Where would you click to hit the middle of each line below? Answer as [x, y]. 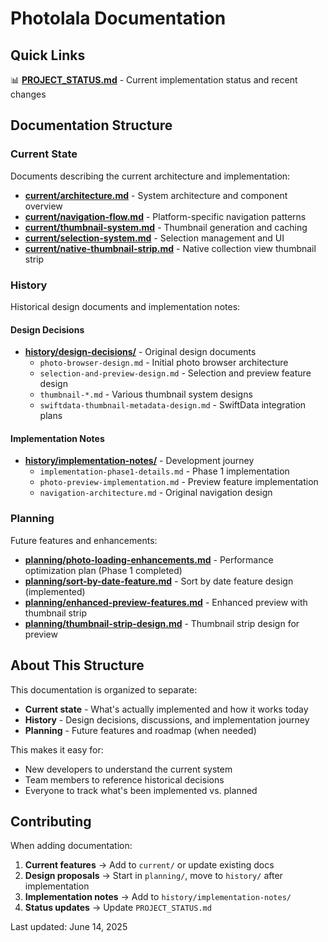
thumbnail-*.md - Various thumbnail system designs [146, 394]
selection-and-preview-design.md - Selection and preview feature [175, 373]
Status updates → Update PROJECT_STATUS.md [118, 908]
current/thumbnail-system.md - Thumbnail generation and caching [166, 227]
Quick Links [48, 55]
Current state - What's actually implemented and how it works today [166, 709]
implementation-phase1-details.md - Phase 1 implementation [164, 471]
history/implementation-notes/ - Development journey [139, 461]
